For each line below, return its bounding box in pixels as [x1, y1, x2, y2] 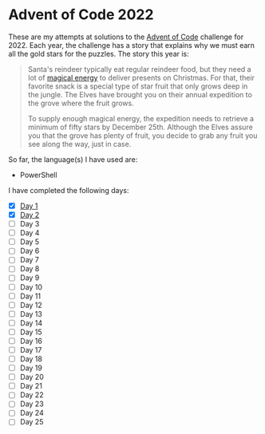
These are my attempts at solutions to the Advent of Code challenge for [8, 32, 244, 41]
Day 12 [19, 300, 42, 310]
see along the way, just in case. [27, 139, 132, 148]
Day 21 [19, 381, 42, 391]
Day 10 [19, 282, 42, 292]
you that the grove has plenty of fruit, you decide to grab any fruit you [27, 130, 258, 140]
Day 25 [19, 417, 44, 427]
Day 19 [19, 363, 42, 373]
